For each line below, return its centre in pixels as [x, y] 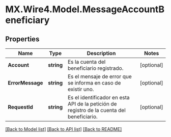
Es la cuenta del [87, 62]
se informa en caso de [94, 83]
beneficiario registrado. [96, 68]
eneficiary [27, 20]
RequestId [20, 107]
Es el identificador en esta [99, 98]
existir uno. [81, 89]
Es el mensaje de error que [100, 76]
